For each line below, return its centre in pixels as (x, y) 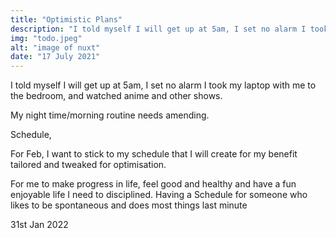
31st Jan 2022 (39, 225)
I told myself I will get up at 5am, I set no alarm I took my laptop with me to (163, 85)
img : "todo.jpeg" (46, 38)
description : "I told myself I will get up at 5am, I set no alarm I (158, 29)
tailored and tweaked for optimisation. (88, 165)
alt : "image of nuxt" (55, 47)
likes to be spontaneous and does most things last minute (129, 205)
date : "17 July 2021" (55, 57)
